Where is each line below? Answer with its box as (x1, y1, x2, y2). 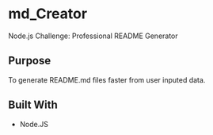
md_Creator (8, 5, 88, 23)
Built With (8, 98, 58, 112)
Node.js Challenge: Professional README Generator (8, 31, 178, 40)
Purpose (8, 54, 51, 67)
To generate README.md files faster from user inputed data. (8, 75, 206, 84)
